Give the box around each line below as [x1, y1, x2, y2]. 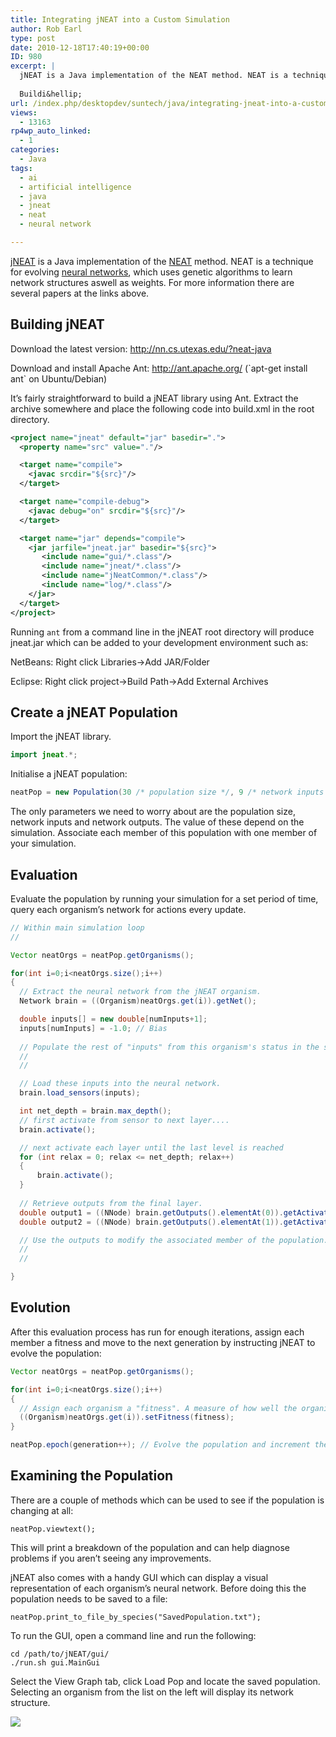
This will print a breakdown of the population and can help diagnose [10, 1541, 291, 1553]
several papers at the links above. [10, 287, 150, 299]
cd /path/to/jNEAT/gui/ [10, 1649, 110, 1659]
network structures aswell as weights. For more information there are [10, 276, 295, 288]
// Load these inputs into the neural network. [19, 1079, 222, 1089]
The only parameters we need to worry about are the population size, [10, 806, 296, 818]
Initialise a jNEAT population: [10, 768, 128, 780]
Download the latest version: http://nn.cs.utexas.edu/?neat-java [10, 342, 272, 355]
